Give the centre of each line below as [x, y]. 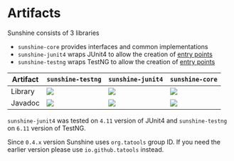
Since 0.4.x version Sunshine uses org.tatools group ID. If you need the [114, 142]
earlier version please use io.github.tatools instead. [86, 149]
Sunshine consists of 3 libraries [53, 33]
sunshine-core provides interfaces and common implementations [113, 46]
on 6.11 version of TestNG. [47, 128]
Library [23, 91]
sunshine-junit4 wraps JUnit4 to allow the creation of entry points [115, 54]
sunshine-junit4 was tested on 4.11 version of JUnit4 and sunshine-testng [117, 120]
